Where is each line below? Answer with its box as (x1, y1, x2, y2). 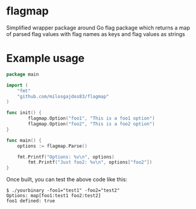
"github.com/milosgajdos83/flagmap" (17, 93, 110, 100)
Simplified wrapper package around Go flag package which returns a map (6, 24, 191, 31)
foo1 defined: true (6, 198, 55, 204)
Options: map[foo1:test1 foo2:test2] (6, 193, 101, 199)
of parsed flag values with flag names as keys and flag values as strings (6, 30, 185, 37)
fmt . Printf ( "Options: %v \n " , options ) (17, 154, 115, 160)
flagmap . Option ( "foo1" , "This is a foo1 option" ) (28, 115, 155, 121)
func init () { (6, 110, 42, 116)
